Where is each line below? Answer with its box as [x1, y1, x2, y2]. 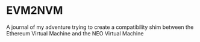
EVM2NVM [6, 4, 63, 17]
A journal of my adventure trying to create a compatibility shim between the [6, 23, 194, 31]
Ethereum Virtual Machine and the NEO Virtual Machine [6, 29, 144, 37]
